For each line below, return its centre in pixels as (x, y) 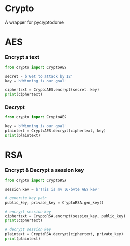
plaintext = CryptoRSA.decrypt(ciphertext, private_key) (64, 234)
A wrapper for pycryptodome (34, 22)
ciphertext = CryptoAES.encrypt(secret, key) (52, 90)
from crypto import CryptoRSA (36, 180)
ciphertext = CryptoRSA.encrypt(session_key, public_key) (65, 216)
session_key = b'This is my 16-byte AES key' (52, 189)
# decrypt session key (28, 230)
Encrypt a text (22, 57)
